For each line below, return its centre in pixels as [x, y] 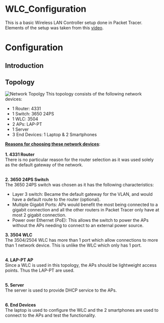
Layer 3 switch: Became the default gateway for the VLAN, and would [82, 194]
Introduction [24, 65]
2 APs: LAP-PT [27, 124]
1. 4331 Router [20, 155]
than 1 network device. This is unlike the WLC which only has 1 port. [73, 245]
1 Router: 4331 [26, 109]
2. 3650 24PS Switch [27, 180]
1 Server [21, 129]
